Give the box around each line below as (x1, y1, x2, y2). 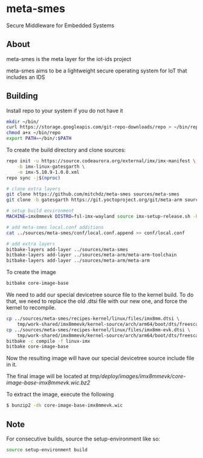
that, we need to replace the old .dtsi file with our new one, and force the (6, 297, 187, 305)
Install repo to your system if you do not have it (6, 107, 123, 114)
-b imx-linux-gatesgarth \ (17, 164, 85, 170)
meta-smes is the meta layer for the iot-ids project (6, 55, 132, 62)
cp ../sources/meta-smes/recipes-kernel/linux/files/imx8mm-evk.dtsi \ (6, 326, 190, 333)
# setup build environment (6, 208, 74, 214)
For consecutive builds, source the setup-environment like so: (6, 435, 161, 442)
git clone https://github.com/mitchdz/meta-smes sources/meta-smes (6, 191, 180, 197)
